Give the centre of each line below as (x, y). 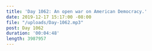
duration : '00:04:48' (33, 33)
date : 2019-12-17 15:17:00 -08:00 (49, 17)
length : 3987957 (26, 39)
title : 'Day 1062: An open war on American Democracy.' (77, 11)
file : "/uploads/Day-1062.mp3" (45, 22)
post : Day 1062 (25, 28)
